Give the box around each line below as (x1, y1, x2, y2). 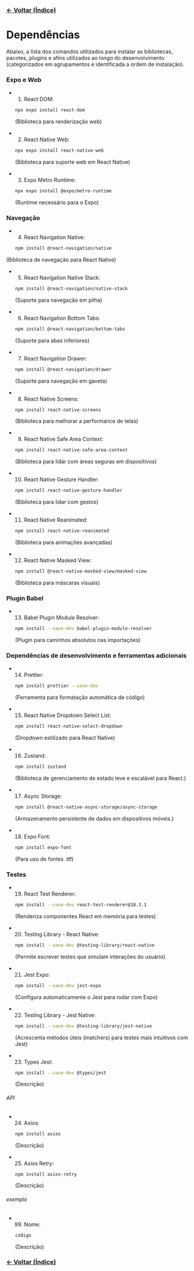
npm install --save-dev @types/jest (14, 1070, 107, 1076)
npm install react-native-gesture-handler (14, 488, 123, 494)
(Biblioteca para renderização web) (14, 118, 102, 125)
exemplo (6, 1196, 28, 1203)
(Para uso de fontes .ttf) (14, 855, 74, 863)
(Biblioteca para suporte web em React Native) (14, 158, 131, 165)
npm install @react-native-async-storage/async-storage (14, 804, 157, 810)
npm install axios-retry (14, 1171, 77, 1177)
